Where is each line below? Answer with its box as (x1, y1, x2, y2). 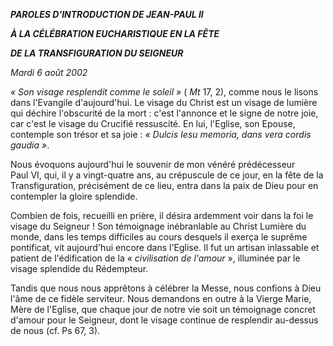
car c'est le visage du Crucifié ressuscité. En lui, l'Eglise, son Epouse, (10, 118, 296, 129)
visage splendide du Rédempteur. (10, 263, 149, 274)
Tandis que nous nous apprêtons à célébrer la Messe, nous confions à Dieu (10, 282, 322, 294)
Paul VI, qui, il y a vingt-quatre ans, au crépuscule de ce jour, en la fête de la (10, 169, 324, 181)
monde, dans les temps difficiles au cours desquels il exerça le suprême (10, 231, 308, 243)
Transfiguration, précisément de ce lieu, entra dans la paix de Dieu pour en (10, 180, 319, 191)
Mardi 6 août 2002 (10, 67, 88, 78)
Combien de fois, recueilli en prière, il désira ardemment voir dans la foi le (10, 210, 314, 221)
